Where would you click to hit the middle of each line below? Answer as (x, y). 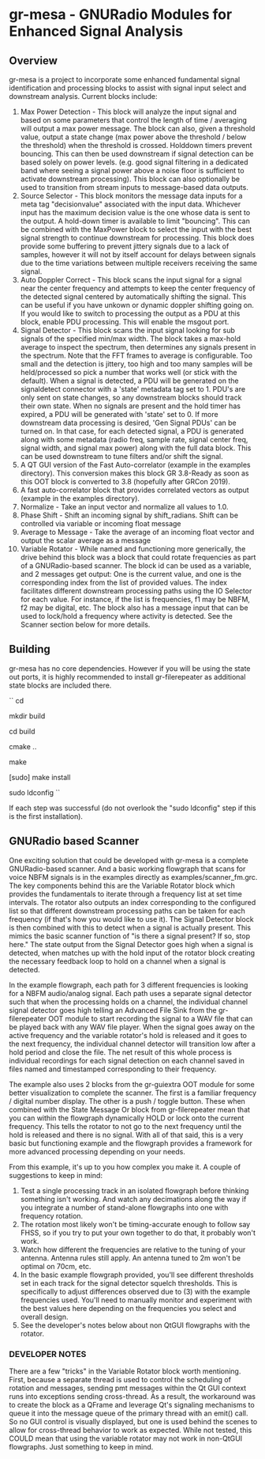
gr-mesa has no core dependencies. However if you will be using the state (130, 668)
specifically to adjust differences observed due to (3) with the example (135, 1291)
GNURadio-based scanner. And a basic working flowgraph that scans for (127, 869)
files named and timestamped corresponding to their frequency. (113, 1069)
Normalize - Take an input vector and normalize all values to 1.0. (124, 507)
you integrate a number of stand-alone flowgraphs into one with (124, 1207)
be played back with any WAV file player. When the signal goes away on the (132, 1027)
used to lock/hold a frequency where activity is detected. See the (127, 616)
